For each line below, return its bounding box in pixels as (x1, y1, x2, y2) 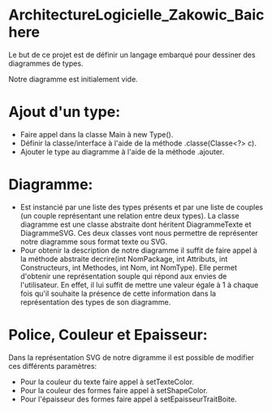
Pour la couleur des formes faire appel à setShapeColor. (19, 385, 209, 395)
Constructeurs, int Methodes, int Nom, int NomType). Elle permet (19, 262, 238, 272)
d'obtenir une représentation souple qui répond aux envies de (19, 271, 227, 281)
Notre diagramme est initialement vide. (8, 74, 138, 84)
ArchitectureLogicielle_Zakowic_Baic (8, 6, 265, 24)
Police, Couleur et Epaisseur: (8, 326, 209, 344)
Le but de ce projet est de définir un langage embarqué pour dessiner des (8, 50, 256, 59)
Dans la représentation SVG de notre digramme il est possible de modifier (8, 352, 254, 362)
